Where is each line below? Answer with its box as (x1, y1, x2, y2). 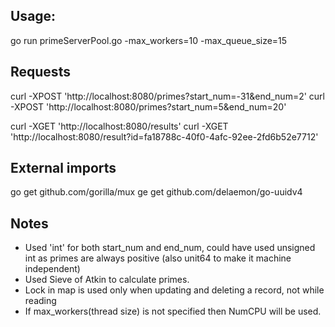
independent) (24, 263, 81, 275)
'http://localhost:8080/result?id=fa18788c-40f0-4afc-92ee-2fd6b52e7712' (10, 130, 319, 143)
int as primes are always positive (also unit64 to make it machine (24, 252, 292, 264)
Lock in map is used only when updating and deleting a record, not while (24, 284, 325, 296)
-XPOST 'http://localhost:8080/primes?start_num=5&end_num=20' (10, 100, 287, 113)
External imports (10, 160, 117, 177)
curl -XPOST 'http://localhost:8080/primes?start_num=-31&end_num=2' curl (10, 90, 326, 102)
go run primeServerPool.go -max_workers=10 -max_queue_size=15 (10, 34, 288, 46)
